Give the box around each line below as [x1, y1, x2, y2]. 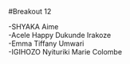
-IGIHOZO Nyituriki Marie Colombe [8, 47, 122, 56]
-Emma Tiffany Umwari [8, 39, 85, 48]
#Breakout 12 [8, 7, 52, 16]
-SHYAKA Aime [8, 22, 59, 31]
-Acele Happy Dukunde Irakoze [8, 31, 112, 40]
